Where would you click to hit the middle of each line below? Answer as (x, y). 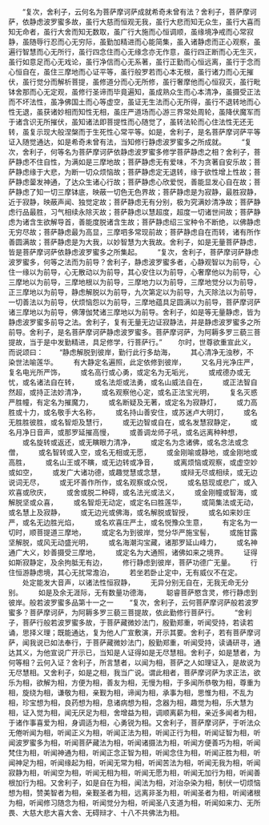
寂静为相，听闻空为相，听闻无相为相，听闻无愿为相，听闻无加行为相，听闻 (131, 773)
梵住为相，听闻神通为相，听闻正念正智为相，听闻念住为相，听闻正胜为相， (131, 753)
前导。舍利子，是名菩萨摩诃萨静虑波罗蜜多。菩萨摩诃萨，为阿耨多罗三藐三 (131, 332)
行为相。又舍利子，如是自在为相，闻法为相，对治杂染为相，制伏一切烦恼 (141, 783)
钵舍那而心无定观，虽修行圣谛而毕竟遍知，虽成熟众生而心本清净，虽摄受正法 (134, 92)
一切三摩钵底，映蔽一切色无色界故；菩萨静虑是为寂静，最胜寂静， (152, 192)
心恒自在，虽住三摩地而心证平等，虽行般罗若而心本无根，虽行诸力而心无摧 (131, 72)
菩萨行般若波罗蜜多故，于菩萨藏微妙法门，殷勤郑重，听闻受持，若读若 (138, 622)
